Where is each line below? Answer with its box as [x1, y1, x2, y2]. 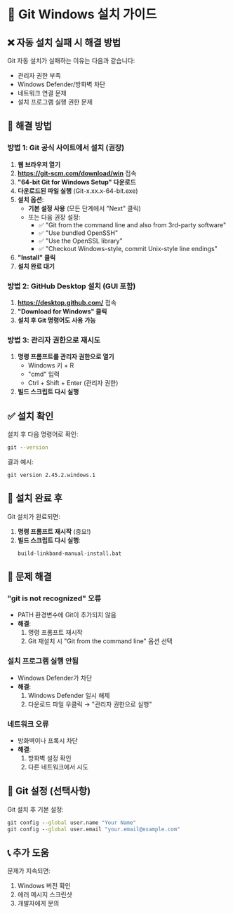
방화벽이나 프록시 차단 [17, 737, 79, 745]
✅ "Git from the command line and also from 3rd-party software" [38, 220, 227, 229]
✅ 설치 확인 [7, 410, 54, 422]
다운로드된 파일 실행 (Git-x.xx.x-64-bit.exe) [17, 187, 138, 195]
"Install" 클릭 [17, 253, 56, 262]
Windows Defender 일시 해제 [27, 691, 110, 699]
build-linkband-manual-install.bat [17, 550, 122, 557]
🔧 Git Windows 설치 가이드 [7, 6, 157, 22]
